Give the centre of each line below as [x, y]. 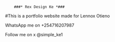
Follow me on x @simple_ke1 [34, 35]
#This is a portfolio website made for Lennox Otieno [57, 16]
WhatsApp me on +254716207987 [40, 25]
